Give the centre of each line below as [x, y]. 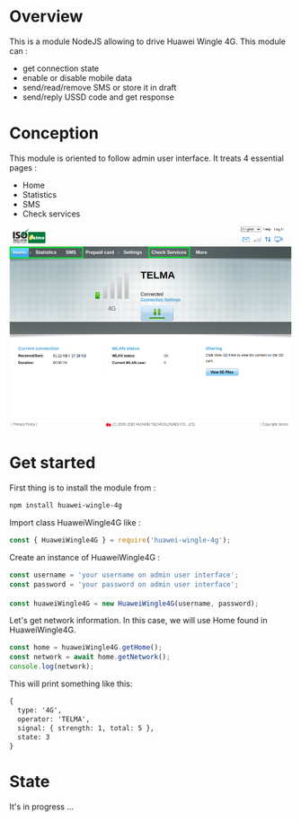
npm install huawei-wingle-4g [66, 506]
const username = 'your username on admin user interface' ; [124, 575]
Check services [51, 214]
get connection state [61, 68]
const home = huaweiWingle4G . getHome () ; [86, 648]
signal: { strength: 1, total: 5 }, [86, 728]
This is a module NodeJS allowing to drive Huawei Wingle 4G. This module [147, 41]
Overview [46, 17]
